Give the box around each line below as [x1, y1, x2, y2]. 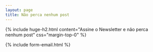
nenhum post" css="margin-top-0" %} [5, 32, 87, 38]
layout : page [5, 7, 33, 13]
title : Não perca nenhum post [5, 12, 70, 17]
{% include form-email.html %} [5, 41, 71, 47]
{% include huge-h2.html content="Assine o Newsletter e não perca [5, 26, 148, 32]
